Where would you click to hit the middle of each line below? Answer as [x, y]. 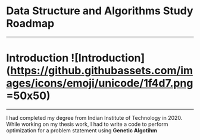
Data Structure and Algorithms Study [100, 11]
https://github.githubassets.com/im [102, 71]
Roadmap [30, 23]
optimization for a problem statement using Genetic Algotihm [82, 130]
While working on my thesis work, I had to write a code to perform [87, 124]
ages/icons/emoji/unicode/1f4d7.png [100, 83]
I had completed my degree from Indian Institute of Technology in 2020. [94, 117]
